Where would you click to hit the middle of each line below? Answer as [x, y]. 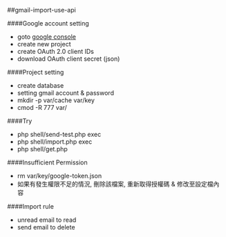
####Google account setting [48, 23]
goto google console [47, 37]
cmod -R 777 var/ [42, 107]
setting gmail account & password [65, 93]
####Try [20, 121]
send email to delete [46, 227]
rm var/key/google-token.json [59, 176]
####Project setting [36, 72]
